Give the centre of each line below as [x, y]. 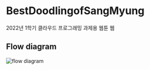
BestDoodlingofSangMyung [75, 11]
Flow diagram [31, 47]
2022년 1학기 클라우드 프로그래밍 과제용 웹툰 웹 [60, 28]
